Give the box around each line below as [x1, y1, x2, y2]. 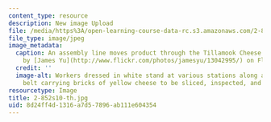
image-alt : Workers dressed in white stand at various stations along [15, 71, 258, 79]
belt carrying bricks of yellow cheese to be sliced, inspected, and [23, 79, 262, 87]
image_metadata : [8, 42, 63, 50]
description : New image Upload [8, 19, 114, 27]
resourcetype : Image [8, 86, 78, 95]
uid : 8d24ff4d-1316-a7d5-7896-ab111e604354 [8, 101, 157, 109]
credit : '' [15, 64, 52, 72]
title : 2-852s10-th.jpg [8, 94, 89, 102]
